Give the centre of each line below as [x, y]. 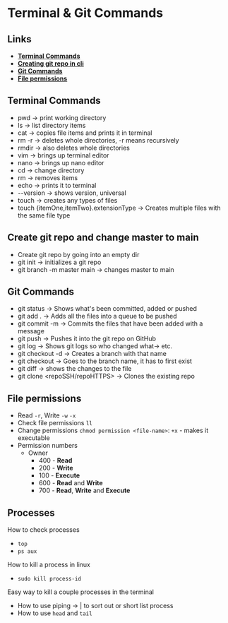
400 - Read [55, 461]
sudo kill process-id [49, 579]
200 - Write [56, 468]
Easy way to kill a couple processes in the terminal [80, 592]
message [31, 331]
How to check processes [43, 530]
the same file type [44, 215]
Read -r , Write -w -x [47, 415]
